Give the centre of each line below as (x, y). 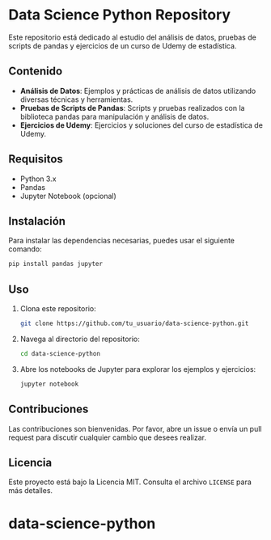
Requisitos (36, 159)
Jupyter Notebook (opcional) (68, 196)
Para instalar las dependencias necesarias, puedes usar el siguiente (122, 241)
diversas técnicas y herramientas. (76, 99)
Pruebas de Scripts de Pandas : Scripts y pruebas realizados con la (132, 108)
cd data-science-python (60, 353)
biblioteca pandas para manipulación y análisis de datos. (114, 116)
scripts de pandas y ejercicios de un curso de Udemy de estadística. (123, 45)
